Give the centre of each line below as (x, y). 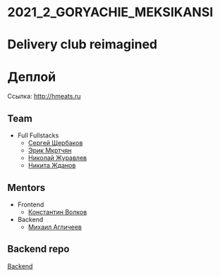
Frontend (31, 204)
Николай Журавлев (57, 158)
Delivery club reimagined (82, 45)
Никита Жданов (52, 166)
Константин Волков (57, 211)
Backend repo (38, 249)
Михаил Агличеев (55, 227)
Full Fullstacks (38, 135)
